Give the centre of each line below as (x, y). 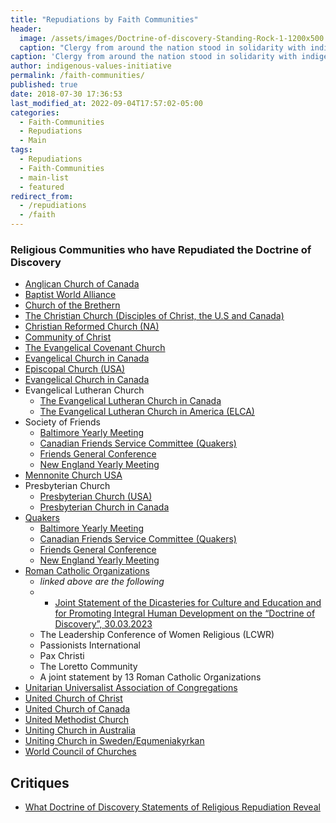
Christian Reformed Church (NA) (92, 327)
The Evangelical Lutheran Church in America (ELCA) (147, 412)
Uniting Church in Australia (80, 730)
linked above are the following (102, 582)
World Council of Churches (80, 752)
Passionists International (90, 645)
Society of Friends (62, 422)
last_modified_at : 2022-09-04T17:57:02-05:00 (106, 103)
